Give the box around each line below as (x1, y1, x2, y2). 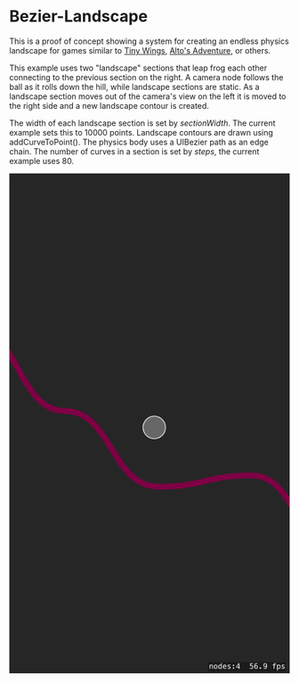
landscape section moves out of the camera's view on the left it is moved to (9, 91, 287, 102)
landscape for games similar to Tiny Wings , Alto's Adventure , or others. (9, 45, 271, 55)
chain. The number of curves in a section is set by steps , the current (9, 145, 260, 157)
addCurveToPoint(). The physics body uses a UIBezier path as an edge (9, 136, 269, 147)
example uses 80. (9, 155, 75, 166)
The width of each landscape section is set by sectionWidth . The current (9, 118, 276, 128)
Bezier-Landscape (9, 6, 149, 27)
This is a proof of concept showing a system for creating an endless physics (9, 36, 289, 46)
